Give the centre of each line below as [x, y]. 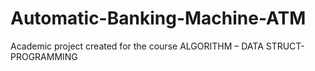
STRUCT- [285, 46]
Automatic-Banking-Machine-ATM [158, 18]
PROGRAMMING [44, 56]
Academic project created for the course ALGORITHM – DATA [137, 46]
